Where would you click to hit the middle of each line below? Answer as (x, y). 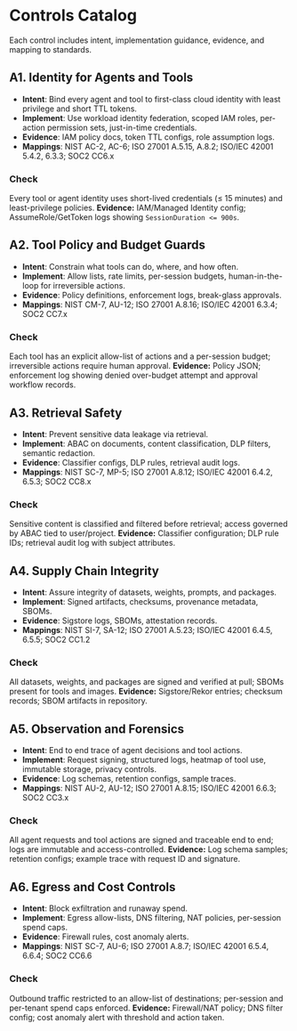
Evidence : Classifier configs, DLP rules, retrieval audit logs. (131, 462)
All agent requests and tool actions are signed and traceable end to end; (141, 840)
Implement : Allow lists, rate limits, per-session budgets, (124, 276)
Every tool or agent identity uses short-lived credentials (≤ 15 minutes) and (146, 199)
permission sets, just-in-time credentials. (122, 127)
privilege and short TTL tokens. (80, 109)
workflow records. (43, 385)
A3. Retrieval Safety (66, 413)
